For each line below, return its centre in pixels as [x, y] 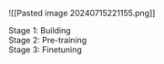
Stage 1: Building [40, 30]
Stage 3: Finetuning [46, 50]
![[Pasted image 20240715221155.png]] [82, 13]
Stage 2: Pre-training [48, 40]
